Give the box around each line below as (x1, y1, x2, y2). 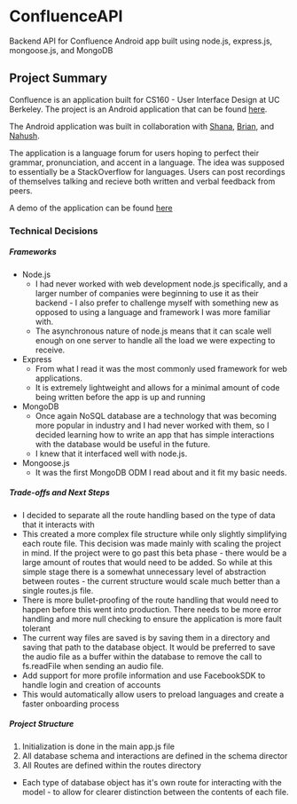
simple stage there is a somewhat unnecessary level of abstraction (21, 566, 267, 577)
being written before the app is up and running (35, 391, 206, 402)
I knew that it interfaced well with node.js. (35, 448, 188, 459)
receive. (35, 344, 66, 355)
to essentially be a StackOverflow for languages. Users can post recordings (9, 166, 285, 177)
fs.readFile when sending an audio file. (21, 660, 164, 671)
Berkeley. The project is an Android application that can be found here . (9, 104, 268, 114)
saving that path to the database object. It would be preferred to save (21, 642, 276, 652)
